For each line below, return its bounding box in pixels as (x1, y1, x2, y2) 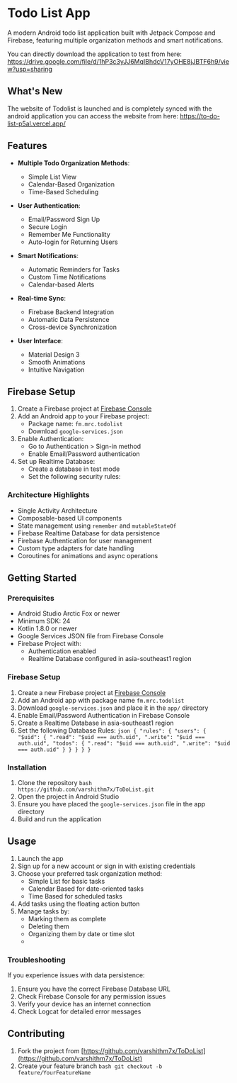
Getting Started (7, 572, 77, 584)
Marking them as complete (28, 914, 107, 923)
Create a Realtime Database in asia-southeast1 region (17, 718, 175, 727)
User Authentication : (17, 201, 81, 210)
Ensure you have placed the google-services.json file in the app (17, 799, 206, 808)
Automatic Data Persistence (28, 315, 110, 323)
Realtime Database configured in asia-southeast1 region (28, 655, 192, 663)
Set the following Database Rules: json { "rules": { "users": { (17, 726, 207, 735)
